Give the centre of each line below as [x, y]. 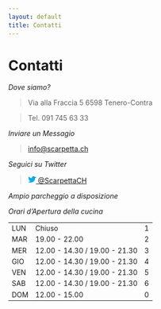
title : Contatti [35, 25]
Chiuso [47, 228]
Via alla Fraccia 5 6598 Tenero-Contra [90, 102]
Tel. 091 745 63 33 [58, 118]
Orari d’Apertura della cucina [56, 211]
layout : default [35, 17]
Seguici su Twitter [38, 164]
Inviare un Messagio [42, 133]
